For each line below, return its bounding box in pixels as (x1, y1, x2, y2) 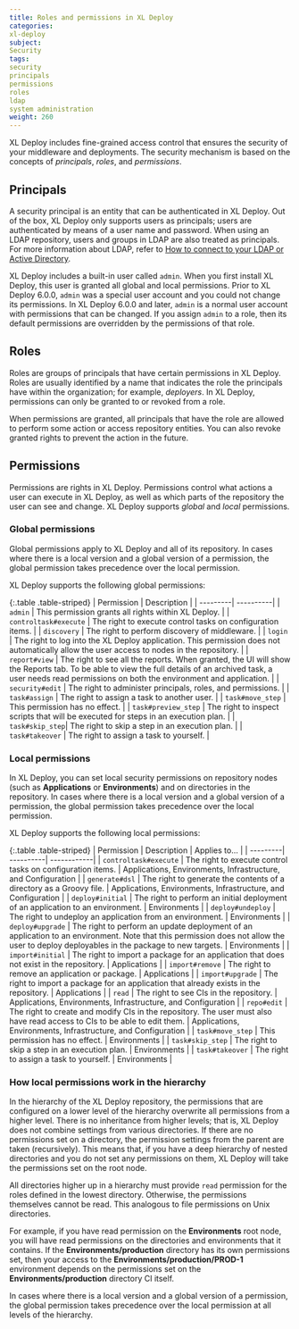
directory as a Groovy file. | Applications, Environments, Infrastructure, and (9, 883, 285, 894)
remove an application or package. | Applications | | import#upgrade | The (9, 968, 278, 979)
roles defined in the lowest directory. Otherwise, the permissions (9, 1190, 247, 1200)
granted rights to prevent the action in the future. (9, 432, 189, 443)
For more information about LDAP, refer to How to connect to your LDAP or (9, 243, 284, 255)
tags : (9, 54, 29, 63)
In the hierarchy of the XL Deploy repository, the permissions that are (9, 1096, 263, 1107)
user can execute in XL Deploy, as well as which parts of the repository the (9, 491, 285, 502)
